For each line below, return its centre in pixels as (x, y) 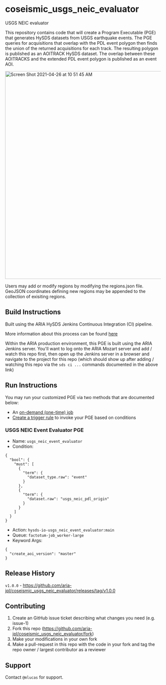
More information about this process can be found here (62, 334)
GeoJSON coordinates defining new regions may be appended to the (75, 291)
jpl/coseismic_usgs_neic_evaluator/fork (52, 634)
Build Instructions (33, 312)
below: (12, 403)
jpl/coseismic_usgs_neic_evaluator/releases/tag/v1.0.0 (60, 590)
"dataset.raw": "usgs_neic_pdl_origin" (68, 499)
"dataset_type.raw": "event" (57, 477)
